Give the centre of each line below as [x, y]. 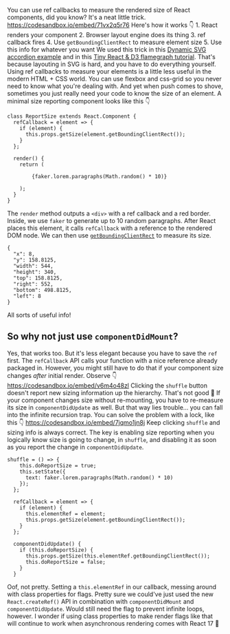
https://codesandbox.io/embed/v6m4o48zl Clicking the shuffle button [107, 385]
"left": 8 [27, 296]
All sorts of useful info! [39, 315]
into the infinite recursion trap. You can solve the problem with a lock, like [111, 414]
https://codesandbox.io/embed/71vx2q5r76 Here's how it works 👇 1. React [113, 25]
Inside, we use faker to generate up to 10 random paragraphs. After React [112, 221]
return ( [32, 165]
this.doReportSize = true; [58, 465]
